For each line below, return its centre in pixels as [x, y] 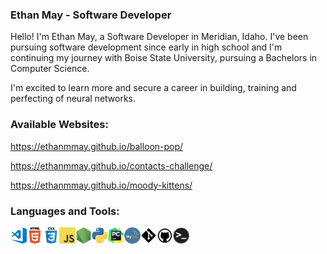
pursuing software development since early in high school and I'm [146, 47]
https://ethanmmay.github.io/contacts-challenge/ [111, 165]
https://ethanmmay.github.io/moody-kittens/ [101, 185]
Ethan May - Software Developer [91, 15]
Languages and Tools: [65, 211]
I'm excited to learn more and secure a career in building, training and [153, 88]
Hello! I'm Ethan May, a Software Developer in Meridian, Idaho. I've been [159, 37]
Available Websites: [59, 125]
